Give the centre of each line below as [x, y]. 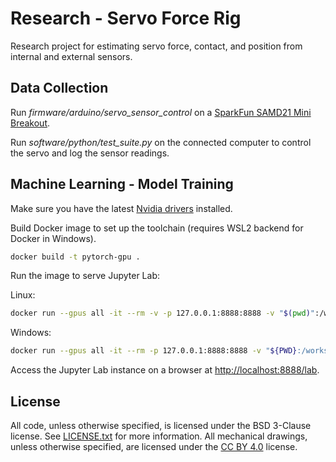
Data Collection [59, 88]
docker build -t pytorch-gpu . [75, 257]
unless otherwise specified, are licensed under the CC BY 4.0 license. [154, 446]
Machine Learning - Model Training [122, 184]
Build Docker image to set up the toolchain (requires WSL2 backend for [157, 228]
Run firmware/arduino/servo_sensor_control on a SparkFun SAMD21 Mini [161, 112]
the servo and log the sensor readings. [90, 153]
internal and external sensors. [71, 56]
